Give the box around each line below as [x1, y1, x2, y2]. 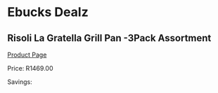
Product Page [7, 50, 47, 59]
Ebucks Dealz [7, 4, 89, 20]
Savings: [7, 78, 33, 86]
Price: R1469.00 [7, 64, 53, 72]
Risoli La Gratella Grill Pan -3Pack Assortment [7, 32, 212, 44]
